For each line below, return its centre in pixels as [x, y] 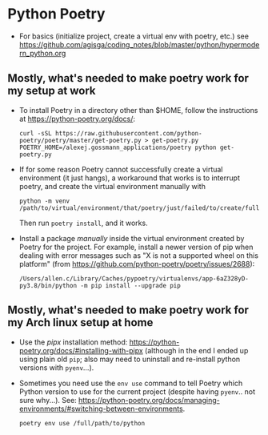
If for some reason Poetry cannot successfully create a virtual [121, 169]
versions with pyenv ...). [56, 367]
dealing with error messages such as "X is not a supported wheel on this [139, 255]
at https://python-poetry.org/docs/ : [77, 119]
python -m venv [44, 201]
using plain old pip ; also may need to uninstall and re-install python [130, 359]
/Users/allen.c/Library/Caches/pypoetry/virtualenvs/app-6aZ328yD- [134, 278]
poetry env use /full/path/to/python [82, 423]
